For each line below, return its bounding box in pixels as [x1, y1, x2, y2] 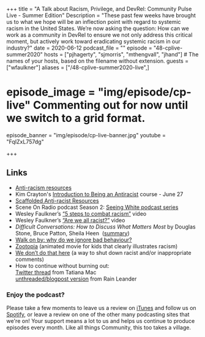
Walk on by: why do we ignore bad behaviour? [15, 236, 132, 243]
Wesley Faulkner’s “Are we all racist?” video [15, 216, 125, 224]
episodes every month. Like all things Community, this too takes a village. [6, 324, 192, 331]
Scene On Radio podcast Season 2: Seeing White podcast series [15, 203, 179, 211]
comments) [15, 256, 45, 263]
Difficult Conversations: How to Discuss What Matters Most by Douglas [15, 223, 196, 230]
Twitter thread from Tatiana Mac [15, 268, 97, 276]
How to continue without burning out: [15, 262, 110, 269]
